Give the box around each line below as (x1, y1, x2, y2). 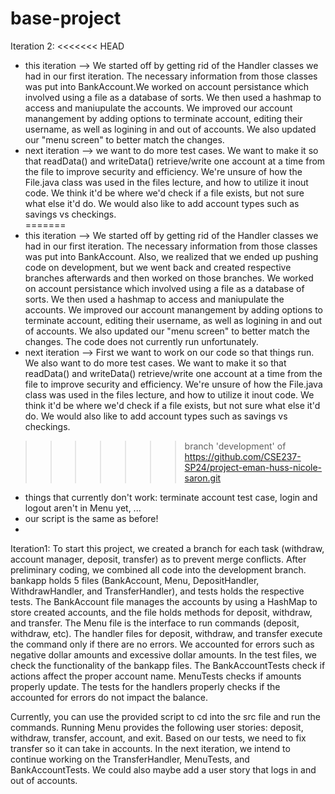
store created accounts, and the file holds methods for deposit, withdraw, (10, 606, 313, 618)
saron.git (184, 472, 222, 484)
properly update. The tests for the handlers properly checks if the (10, 680, 281, 692)
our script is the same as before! (24, 512, 159, 524)
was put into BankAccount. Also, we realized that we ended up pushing (24, 250, 319, 262)
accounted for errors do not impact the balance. (10, 691, 209, 703)
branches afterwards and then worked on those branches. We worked (24, 272, 314, 284)
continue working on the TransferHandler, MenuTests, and (10, 753, 250, 765)
